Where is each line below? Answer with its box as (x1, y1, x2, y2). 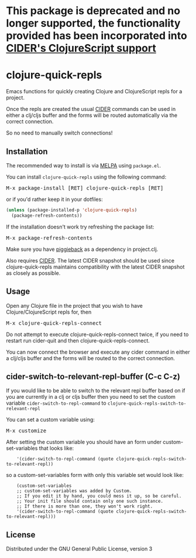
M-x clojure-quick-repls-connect (6, 320, 102, 327)
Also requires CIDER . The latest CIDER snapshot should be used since (6, 257, 175, 264)
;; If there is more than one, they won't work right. (16, 503, 153, 509)
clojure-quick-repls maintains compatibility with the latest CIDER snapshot (6, 263, 185, 270)
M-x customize (6, 428, 47, 434)
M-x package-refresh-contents (6, 234, 93, 241)
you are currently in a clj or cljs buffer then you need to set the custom (6, 394, 176, 401)
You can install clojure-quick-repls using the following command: (6, 173, 167, 180)
